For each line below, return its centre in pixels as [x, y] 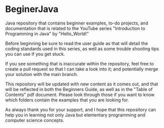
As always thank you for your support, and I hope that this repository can [81, 109]
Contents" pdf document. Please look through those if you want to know [80, 94]
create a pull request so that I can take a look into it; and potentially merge [82, 69]
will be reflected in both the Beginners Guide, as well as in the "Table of [79, 89]
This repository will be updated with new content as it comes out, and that [82, 84]
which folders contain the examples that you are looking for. [67, 100]
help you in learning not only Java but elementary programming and [75, 115]
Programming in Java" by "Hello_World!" [47, 33]
